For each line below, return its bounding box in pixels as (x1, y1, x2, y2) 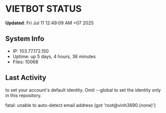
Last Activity (5, 73, 47, 82)
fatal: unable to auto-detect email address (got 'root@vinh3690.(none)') (5, 102, 156, 108)
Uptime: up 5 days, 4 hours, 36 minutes (12, 53, 96, 59)
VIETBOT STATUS (5, 3, 82, 15)
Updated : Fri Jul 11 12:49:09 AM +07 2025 (5, 20, 94, 26)
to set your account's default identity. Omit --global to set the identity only (5, 87, 161, 93)
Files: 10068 (12, 59, 39, 65)
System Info (5, 34, 45, 43)
